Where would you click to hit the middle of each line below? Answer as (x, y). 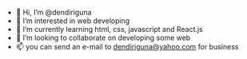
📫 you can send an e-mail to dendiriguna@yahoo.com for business (127, 47)
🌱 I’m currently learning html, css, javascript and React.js (110, 29)
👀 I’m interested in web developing (73, 21)
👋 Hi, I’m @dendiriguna (54, 12)
